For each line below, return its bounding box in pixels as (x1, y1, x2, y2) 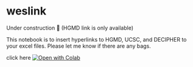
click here (6, 54, 32, 61)
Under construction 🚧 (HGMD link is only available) (6, 24, 134, 31)
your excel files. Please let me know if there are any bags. (6, 42, 151, 49)
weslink (6, 4, 47, 18)
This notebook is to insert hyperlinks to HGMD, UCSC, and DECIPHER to (6, 36, 187, 43)
